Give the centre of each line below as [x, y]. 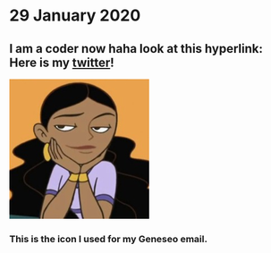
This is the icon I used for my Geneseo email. [109, 239]
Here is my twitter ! [62, 62]
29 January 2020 [75, 16]
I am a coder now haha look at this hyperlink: [136, 49]
